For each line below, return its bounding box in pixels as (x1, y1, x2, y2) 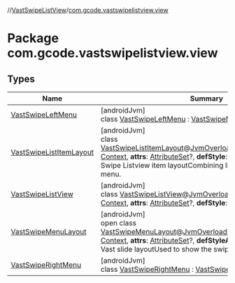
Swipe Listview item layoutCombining (100, 161, 224, 170)
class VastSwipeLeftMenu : (100, 115, 190, 124)
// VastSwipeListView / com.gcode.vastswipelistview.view (7, 6, 169, 14)
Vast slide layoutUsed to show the (100, 245, 212, 254)
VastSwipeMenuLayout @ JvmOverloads (100, 227, 232, 236)
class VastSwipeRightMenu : (100, 265, 194, 274)
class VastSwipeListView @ (100, 189, 189, 198)
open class (100, 218, 136, 228)
